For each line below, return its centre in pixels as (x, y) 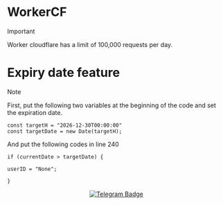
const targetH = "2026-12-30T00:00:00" (65, 125)
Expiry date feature (63, 73)
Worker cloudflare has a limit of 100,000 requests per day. (90, 44)
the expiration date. (35, 112)
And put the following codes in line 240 (63, 144)
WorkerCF (37, 12)
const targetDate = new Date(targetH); (65, 131)
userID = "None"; (32, 169)
